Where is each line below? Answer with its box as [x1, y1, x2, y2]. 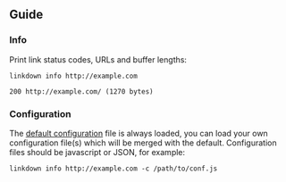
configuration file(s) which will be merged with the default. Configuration [9, 137, 277, 148]
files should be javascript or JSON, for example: [9, 146, 186, 157]
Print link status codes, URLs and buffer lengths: [9, 54, 188, 65]
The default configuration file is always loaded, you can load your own [9, 128, 268, 138]
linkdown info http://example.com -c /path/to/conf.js [9, 164, 218, 173]
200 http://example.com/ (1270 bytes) [9, 87, 154, 96]
